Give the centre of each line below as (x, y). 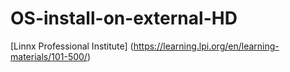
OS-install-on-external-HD (124, 18)
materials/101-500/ (49, 56)
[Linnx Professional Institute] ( (72, 46)
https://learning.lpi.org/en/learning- (206, 46)
